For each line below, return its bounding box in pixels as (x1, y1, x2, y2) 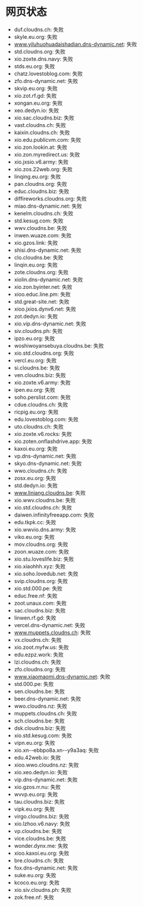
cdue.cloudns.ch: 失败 (14, 401, 68, 408)
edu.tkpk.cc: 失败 (14, 518, 56, 525)
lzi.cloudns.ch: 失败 (14, 658, 61, 665)
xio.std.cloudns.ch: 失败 (14, 504, 72, 511)
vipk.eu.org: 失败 (14, 805, 55, 812)
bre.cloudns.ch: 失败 (14, 857, 64, 864)
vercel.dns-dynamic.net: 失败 (14, 621, 86, 628)
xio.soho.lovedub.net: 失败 (14, 570, 79, 577)
